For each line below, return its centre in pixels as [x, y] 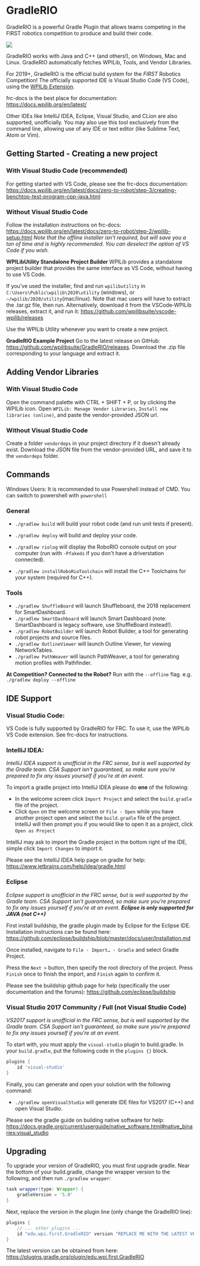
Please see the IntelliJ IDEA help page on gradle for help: [76, 860]
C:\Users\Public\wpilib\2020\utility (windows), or [71, 292]
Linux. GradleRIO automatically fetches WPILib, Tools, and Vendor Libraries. [99, 62]
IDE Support [29, 698]
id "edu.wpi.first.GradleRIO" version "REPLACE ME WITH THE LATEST [102, 1234]
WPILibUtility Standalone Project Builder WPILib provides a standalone [94, 261]
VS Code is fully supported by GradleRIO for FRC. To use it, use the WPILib [98, 728]
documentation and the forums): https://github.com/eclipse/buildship [91, 992]
